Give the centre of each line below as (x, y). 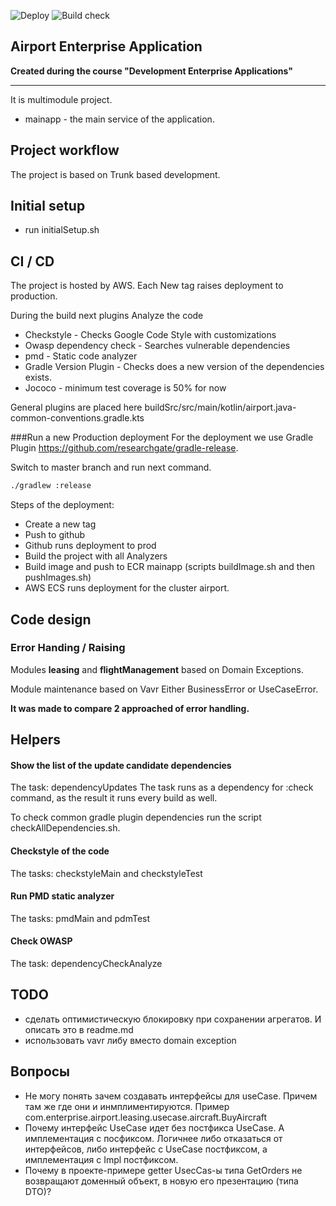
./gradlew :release (51, 486)
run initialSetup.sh (62, 230)
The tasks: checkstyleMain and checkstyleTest (106, 873)
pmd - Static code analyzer (81, 356)
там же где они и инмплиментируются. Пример (127, 1106)
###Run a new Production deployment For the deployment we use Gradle (162, 437)
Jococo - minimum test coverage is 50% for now (125, 388)
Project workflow (65, 150)
